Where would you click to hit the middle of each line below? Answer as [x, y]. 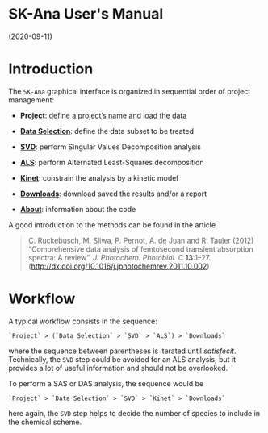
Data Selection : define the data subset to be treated [107, 131]
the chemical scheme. [45, 422]
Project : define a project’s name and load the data [103, 115]
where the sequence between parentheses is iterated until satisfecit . [122, 351]
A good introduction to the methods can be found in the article [112, 225]
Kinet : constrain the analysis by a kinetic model [99, 177]
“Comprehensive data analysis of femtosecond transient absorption [141, 249]
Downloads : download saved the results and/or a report [113, 194]
